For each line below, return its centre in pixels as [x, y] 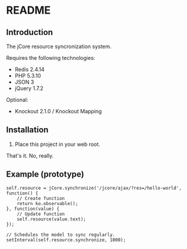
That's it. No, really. [30, 155]
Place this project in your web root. [58, 144]
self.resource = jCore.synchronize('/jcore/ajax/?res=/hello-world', [94, 188]
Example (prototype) [45, 175]
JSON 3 [24, 82]
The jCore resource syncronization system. [59, 46]
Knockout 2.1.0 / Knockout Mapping [58, 111]
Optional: [17, 100]
